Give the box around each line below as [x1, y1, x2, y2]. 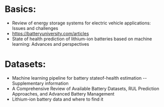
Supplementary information [12, 80, 69, 86]
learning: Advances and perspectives [12, 41, 89, 47]
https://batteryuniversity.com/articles [12, 30, 89, 36]
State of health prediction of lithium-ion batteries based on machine [12, 36, 152, 42]
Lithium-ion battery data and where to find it [12, 96, 104, 102]
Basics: [5, 3, 36, 15]
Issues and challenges [12, 25, 59, 31]
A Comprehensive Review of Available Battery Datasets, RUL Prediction [12, 86, 159, 92]
